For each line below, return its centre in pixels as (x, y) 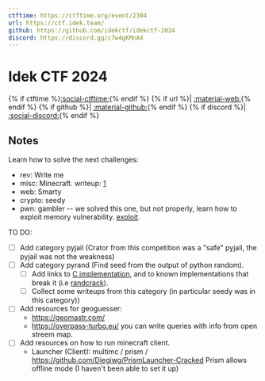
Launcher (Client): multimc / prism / (90, 352)
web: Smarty (40, 192)
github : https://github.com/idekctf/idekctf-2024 (92, 30)
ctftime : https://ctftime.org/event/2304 (78, 15)
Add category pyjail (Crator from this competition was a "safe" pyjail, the (138, 248)
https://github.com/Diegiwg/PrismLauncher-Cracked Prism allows (139, 360)
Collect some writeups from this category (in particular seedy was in (144, 291)
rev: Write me (42, 175)
